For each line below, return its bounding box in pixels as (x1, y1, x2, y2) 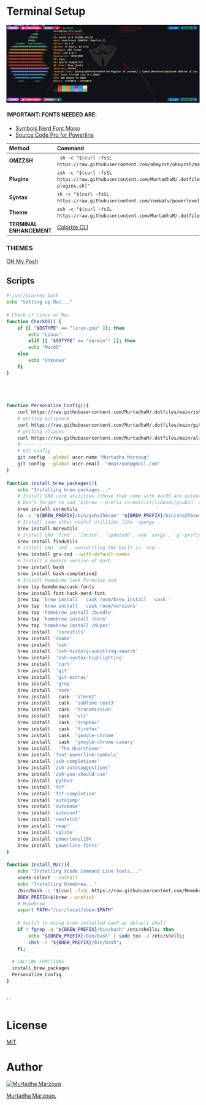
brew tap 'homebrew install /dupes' (17, 622, 112, 629)
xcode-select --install (17, 875, 78, 881)
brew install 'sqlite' (17, 829, 75, 835)
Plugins (9, 175, 29, 182)
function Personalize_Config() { (6, 403, 89, 409)
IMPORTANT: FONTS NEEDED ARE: (6, 111, 97, 118)
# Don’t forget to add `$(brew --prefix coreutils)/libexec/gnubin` (17, 500, 196, 506)
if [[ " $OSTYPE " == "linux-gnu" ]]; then (17, 325, 124, 331)
